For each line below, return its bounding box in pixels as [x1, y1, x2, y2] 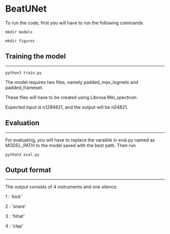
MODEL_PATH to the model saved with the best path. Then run [5, 142, 136, 148]
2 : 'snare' [5, 203, 26, 210]
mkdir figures [5, 38, 35, 43]
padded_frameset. [5, 84, 44, 90]
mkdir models [5, 29, 33, 34]
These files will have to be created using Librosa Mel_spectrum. [5, 94, 138, 100]
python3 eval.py [5, 152, 39, 157]
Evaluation [5, 119, 39, 127]
